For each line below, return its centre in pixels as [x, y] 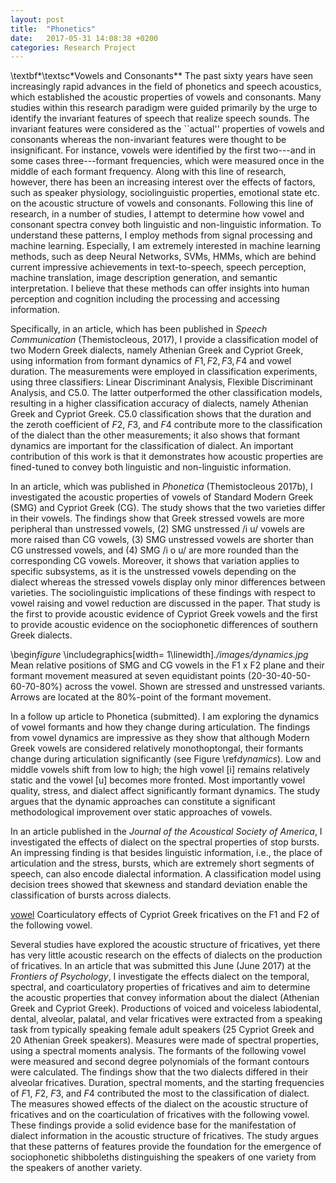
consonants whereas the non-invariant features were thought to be [148, 140]
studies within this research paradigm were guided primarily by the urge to [164, 108]
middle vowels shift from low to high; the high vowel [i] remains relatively [160, 770]
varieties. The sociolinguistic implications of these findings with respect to [163, 593]
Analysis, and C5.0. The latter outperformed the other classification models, [166, 393]
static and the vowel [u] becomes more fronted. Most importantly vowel [158, 780]
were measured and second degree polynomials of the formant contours [160, 1062]
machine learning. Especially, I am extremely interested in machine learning [165, 246]
